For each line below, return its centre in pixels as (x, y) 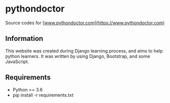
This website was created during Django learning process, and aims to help (84, 50)
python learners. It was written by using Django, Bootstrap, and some (78, 56)
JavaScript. (17, 62)
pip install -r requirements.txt (43, 95)
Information (24, 39)
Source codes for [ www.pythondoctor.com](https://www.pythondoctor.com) (85, 23)
